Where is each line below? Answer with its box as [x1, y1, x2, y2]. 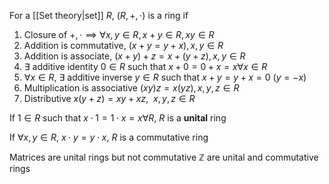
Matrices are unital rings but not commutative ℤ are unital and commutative [9, 151, 319, 163]
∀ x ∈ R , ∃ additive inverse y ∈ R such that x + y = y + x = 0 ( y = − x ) [23, 71, 307, 83]
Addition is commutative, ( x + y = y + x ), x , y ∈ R [23, 40, 224, 51]
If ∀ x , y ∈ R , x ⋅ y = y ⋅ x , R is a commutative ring [9, 131, 209, 143]
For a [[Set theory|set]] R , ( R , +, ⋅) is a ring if [9, 10, 189, 21]
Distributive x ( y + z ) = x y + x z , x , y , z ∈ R [23, 93, 196, 104]
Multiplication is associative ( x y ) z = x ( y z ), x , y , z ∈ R [23, 82, 240, 94]
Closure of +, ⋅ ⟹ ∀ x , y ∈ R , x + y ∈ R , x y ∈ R [23, 29, 215, 40]
